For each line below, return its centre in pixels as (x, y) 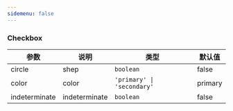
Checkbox (25, 37)
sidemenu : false (31, 14)
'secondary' (134, 86)
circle (20, 69)
